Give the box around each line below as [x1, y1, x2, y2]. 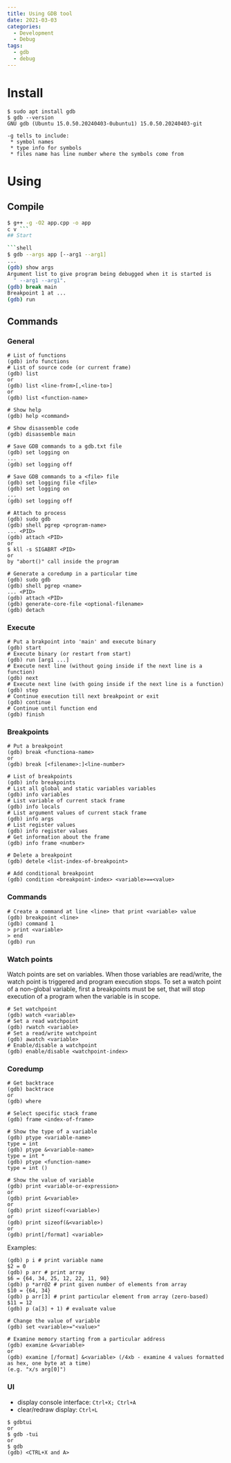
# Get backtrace [7, 1080, 54, 1087]
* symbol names [10, 138, 54, 146]
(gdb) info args [7, 816, 54, 823]
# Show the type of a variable [7, 1128, 98, 1135]
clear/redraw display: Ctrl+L [17, 1405, 98, 1414]
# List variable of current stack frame [7, 798, 126, 805]
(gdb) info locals [7, 803, 60, 811]
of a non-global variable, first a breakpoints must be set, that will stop [7, 985, 205, 993]
